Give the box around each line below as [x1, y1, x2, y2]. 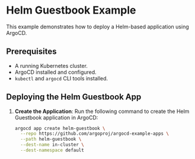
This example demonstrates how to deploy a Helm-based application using [6, 23, 189, 30]
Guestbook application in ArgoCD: [14, 113, 98, 121]
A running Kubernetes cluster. [14, 62, 88, 69]
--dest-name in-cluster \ [20, 142, 84, 148]
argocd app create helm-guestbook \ [14, 125, 106, 131]
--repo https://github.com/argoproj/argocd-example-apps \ [20, 131, 170, 137]
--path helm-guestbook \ [20, 137, 82, 142]
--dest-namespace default [20, 147, 84, 154]
